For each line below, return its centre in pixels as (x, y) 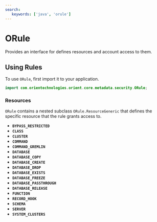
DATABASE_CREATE (29, 163)
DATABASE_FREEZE (29, 178)
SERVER (19, 209)
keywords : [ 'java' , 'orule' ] (41, 14)
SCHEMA (19, 204)
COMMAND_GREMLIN (29, 147)
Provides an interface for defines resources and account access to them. (79, 52)
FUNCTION (21, 194)
